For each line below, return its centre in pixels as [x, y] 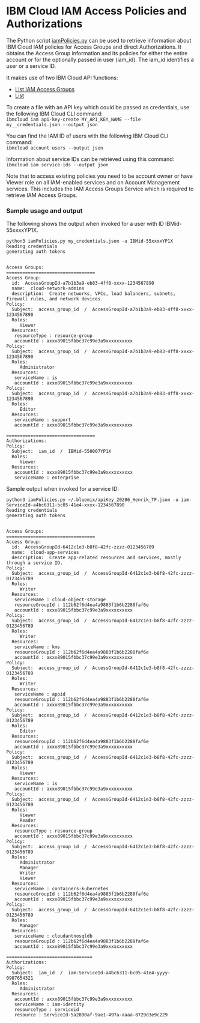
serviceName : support [42, 420]
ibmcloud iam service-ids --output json [58, 165]
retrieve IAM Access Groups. [42, 195]
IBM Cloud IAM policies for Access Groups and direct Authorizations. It [94, 47]
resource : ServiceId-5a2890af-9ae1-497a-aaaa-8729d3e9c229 [91, 1015]
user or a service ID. [31, 66]
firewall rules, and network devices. [55, 299]
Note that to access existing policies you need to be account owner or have [100, 176]
